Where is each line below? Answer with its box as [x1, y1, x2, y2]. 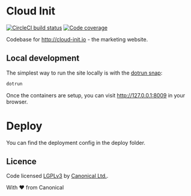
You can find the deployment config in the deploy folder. [6, 139, 146, 146]
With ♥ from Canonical [6, 184, 64, 191]
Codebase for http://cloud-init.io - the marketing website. [6, 35, 148, 43]
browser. [6, 98, 28, 105]
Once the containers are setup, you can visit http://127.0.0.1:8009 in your [6, 91, 186, 99]
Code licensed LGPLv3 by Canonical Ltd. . [6, 173, 109, 180]
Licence [6, 156, 37, 167]
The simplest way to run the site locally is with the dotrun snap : [6, 69, 163, 76]
